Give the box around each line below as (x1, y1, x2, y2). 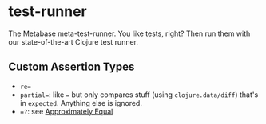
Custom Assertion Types (8, 60, 135, 74)
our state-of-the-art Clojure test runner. (8, 37, 138, 46)
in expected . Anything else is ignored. (19, 98, 142, 107)
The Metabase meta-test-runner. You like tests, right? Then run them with (8, 29, 251, 38)
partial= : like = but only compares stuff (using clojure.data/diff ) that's (19, 90, 259, 99)
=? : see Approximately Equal (19, 107, 113, 116)
